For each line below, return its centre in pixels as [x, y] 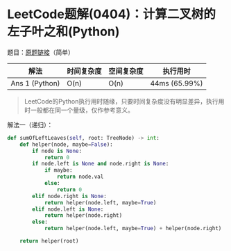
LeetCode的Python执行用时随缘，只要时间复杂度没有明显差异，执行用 [124, 101]
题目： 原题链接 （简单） [41, 52]
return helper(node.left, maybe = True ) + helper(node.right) [133, 229]
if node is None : [57, 151]
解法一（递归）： [30, 124]
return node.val [80, 177]
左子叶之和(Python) [63, 32]
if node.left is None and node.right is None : [101, 164]
